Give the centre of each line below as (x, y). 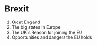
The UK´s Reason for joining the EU (47, 32)
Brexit (17, 9)
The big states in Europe (36, 27)
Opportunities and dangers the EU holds (52, 37)
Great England (26, 22)
